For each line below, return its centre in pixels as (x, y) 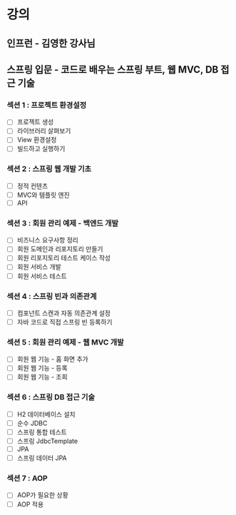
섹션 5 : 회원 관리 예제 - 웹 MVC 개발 (65, 342)
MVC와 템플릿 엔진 (43, 195)
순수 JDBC (32, 423)
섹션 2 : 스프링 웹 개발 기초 (49, 169)
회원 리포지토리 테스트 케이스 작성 (64, 258)
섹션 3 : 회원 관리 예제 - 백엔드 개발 (63, 223)
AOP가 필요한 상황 (42, 495)
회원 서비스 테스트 (42, 276)
